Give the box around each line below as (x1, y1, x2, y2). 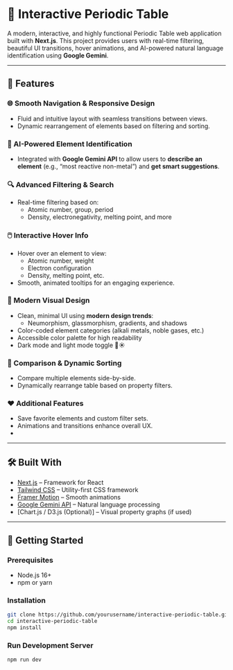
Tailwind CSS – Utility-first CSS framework (17, 486, 139, 494)
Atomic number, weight (27, 256, 94, 265)
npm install (7, 624, 42, 631)
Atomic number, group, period (27, 206, 114, 214)
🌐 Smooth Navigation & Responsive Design (7, 98, 155, 108)
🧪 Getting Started (7, 534, 84, 546)
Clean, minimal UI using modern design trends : (17, 311, 154, 319)
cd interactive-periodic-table (7, 618, 98, 625)
